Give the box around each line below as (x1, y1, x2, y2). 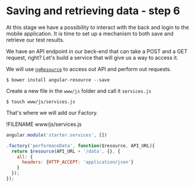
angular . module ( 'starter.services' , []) (6, 132, 108, 138)
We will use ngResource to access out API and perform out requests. (6, 65, 172, 72)
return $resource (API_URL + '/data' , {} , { (11, 148, 120, 154)
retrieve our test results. (6, 36, 65, 43)
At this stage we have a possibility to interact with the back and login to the (6, 24, 190, 31)
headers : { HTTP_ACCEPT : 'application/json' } (21, 159, 134, 165)
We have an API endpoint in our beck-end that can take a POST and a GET (6, 47, 188, 54)
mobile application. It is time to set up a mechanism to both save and (6, 30, 174, 37)
